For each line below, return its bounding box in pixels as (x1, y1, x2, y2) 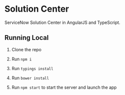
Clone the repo (11, 46, 42, 52)
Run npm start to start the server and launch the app (11, 84, 117, 90)
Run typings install (11, 65, 54, 71)
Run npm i (11, 56, 32, 62)
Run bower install (11, 75, 49, 81)
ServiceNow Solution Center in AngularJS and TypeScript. (4, 19, 121, 25)
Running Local (4, 34, 49, 42)
